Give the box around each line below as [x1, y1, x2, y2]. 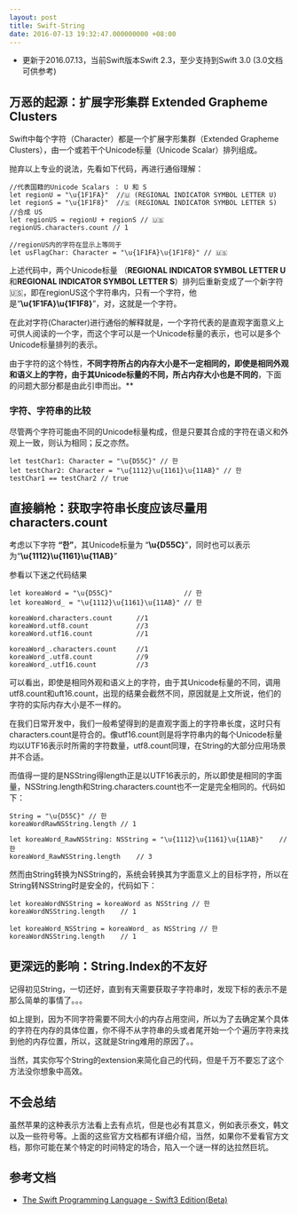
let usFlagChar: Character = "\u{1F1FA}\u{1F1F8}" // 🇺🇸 [9, 248, 228, 257]
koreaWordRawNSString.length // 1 [9, 820, 137, 829]
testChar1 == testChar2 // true [9, 474, 129, 484]
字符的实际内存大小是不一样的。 [9, 699, 126, 710]
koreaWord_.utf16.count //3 [9, 660, 149, 670]
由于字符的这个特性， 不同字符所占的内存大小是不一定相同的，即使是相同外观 [9, 359, 289, 369]
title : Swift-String [9, 21, 86, 30]
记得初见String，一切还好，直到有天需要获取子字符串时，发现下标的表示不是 [9, 984, 288, 995]
